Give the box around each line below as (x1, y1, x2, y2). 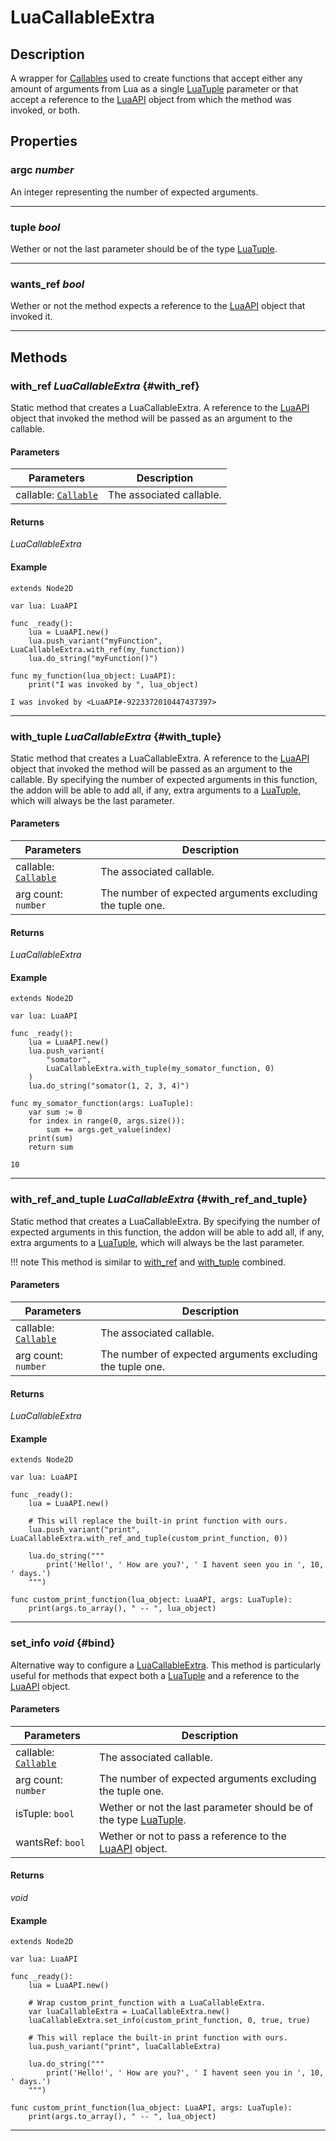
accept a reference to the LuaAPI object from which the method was (10, 94, 292, 105)
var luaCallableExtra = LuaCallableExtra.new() (28, 2007, 230, 2017)
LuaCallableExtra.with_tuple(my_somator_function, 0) (46, 1064, 275, 1074)
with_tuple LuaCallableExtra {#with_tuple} (10, 729, 222, 743)
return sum (28, 1142, 74, 1153)
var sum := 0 (28, 1107, 83, 1118)
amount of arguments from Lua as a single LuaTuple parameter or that (10, 83, 299, 95)
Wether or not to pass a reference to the (99, 1829, 287, 1843)
